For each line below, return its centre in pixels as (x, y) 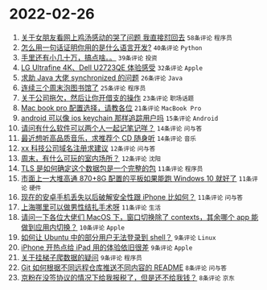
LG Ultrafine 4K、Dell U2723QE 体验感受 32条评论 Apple (112, 67)
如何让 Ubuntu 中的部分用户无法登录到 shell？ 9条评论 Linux (118, 237)
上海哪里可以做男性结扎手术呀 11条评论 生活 (91, 207)
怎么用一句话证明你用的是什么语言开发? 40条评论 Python (111, 47)
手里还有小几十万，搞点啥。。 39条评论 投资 (89, 57)
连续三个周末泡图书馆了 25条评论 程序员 (83, 87)
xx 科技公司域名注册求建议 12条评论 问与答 (88, 148)
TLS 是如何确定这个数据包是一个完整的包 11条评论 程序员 (112, 168)
